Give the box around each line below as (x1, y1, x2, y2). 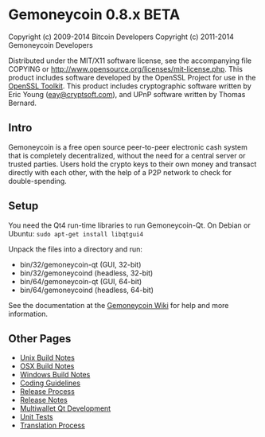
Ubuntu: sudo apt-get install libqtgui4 (8, 228, 144, 238)
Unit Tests (19, 412, 53, 422)
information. (8, 309, 49, 318)
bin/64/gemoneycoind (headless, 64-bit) (19, 285, 154, 295)
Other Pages (8, 332, 72, 345)
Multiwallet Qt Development (19, 404, 111, 413)
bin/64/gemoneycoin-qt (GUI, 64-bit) (19, 276, 142, 286)
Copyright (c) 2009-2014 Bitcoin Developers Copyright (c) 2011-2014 (8, 32, 235, 41)
